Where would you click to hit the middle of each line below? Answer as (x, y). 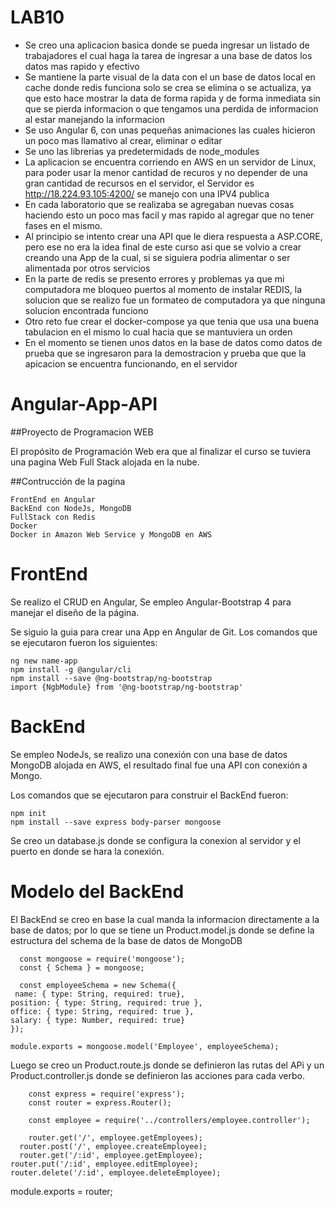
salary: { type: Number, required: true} (98, 1020)
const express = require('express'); (107, 1094)
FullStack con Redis (53, 517)
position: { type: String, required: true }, (106, 1002)
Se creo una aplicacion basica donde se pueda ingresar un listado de (167, 45)
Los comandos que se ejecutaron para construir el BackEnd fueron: (149, 795)
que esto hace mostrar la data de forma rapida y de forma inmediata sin (172, 98)
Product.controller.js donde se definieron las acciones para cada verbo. (158, 1075)
